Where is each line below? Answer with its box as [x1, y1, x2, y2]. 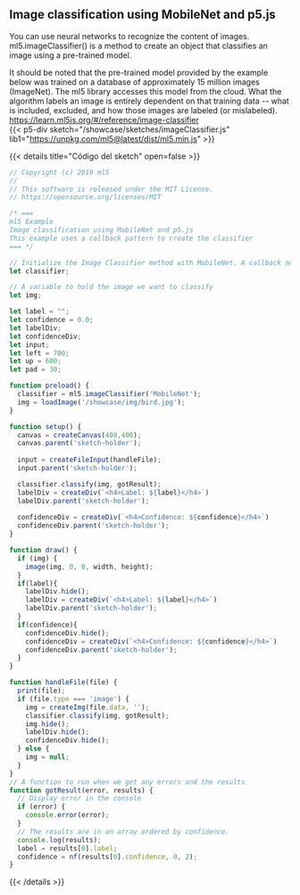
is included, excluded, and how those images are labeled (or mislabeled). [9, 104, 279, 115]
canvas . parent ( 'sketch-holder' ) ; [17, 439, 142, 448]
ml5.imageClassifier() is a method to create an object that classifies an [9, 40, 268, 51]
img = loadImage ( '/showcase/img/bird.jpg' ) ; [17, 397, 186, 407]
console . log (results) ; [17, 835, 102, 844]
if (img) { [17, 553, 58, 563]
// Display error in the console [17, 794, 142, 803]
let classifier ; [9, 267, 70, 276]
